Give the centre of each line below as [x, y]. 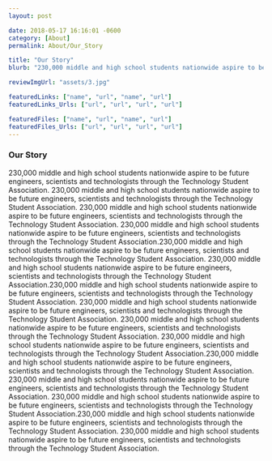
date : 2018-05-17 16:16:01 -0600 [65, 30]
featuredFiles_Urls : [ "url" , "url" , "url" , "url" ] [96, 126]
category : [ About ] [39, 38]
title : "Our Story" [41, 60]
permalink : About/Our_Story [56, 45]
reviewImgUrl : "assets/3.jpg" [59, 83]
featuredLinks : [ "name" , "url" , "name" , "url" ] [90, 97]
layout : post [30, 16]
